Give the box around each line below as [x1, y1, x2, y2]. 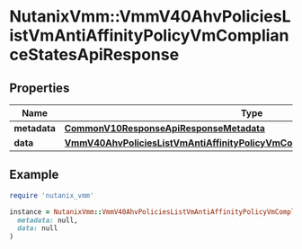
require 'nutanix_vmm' [9, 191, 94, 200]
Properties [9, 80, 70, 95]
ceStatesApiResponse [9, 45, 180, 65]
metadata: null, [17, 216, 78, 225]
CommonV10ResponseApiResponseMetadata [64, 122, 265, 134]
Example [9, 167, 59, 182]
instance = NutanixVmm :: [9, 207, 102, 217]
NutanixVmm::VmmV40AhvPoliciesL [9, 6, 291, 27]
